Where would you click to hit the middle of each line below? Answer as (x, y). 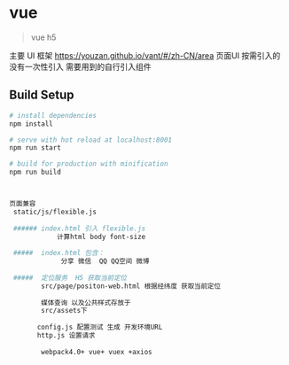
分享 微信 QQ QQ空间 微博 (105, 261)
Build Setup (42, 95)
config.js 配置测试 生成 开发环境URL (100, 327)
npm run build (35, 172)
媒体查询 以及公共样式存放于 (86, 303)
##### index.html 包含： (59, 253)
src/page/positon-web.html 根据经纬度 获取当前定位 (131, 286)
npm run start (35, 148)
